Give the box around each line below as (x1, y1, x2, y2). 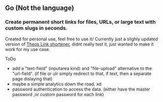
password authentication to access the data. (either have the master (12, 86, 151, 92)
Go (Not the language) (5, 4, 75, 12)
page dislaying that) (12, 76, 53, 81)
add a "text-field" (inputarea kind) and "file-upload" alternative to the (12, 65, 152, 71)
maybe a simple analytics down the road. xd (12, 81, 102, 87)
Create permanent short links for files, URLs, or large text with (5, 19, 156, 25)
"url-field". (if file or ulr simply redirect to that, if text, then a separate (12, 71, 152, 76)
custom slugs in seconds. (5, 25, 68, 31)
